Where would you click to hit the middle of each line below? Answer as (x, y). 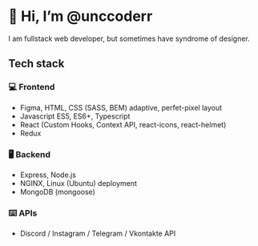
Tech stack (36, 64)
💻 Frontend (32, 87)
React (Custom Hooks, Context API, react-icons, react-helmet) (123, 124)
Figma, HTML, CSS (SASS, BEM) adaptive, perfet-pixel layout (121, 107)
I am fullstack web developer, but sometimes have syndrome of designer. (129, 38)
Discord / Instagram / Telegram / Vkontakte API (98, 234)
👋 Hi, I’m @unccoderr (81, 16)
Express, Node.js (48, 175)
